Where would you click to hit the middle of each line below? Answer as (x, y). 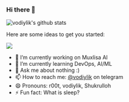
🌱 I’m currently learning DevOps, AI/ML (64, 64)
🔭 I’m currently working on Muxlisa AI (61, 57)
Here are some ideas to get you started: (56, 34)
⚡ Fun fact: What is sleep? (47, 92)
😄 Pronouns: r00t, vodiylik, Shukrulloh (63, 86)
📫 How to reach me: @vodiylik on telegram (69, 77)
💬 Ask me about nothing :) (47, 70)
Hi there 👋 (21, 10)
